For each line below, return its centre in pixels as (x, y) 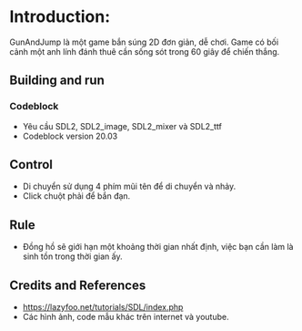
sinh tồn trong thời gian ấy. (72, 256)
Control (31, 165)
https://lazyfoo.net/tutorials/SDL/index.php (103, 307)
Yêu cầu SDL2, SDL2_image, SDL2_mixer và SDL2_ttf (122, 126)
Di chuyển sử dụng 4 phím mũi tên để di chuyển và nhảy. (129, 186)
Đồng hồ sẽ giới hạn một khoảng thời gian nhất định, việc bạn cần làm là (158, 247)
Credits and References (78, 285)
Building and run (57, 81)
